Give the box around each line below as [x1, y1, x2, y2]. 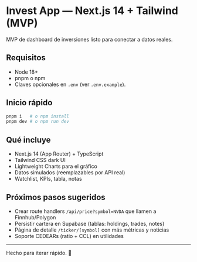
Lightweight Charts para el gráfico [14, 163, 98, 170]
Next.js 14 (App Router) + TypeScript [14, 150, 104, 157]
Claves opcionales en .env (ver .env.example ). [14, 81, 126, 88]
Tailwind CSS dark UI [14, 157, 66, 164]
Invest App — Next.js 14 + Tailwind [6, 4, 179, 18]
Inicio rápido [6, 98, 53, 108]
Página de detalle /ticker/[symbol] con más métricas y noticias [14, 226, 169, 233]
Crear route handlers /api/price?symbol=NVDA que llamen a [14, 208, 157, 215]
